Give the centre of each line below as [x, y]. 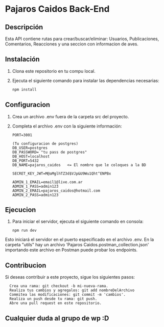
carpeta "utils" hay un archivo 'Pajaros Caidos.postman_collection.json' [77, 245]
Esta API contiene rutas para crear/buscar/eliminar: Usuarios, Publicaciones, [82, 39]
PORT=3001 [22, 135]
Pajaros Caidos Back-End [57, 9]
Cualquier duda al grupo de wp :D [57, 318]
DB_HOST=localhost [31, 156]
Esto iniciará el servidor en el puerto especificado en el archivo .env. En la [80, 240]
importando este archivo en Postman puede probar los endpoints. [71, 250]
